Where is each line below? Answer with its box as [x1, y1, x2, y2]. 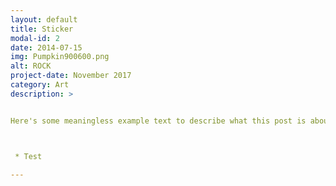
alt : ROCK [10, 61, 52, 71]
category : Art [10, 80, 70, 90]
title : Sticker [10, 24, 74, 34]
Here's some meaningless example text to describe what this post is [10, 116, 307, 126]
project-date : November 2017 [10, 71, 132, 81]
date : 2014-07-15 [10, 42, 83, 53]
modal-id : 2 [10, 33, 60, 43]
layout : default [10, 14, 78, 25]
